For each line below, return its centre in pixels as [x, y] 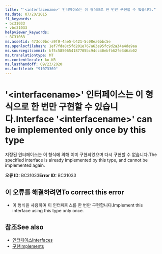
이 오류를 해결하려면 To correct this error [65, 192]
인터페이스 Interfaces [32, 240]
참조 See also [24, 227]
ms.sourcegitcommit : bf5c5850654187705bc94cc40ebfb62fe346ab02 [71, 51]
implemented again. [25, 165]
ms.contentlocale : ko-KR [30, 60]
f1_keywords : [18, 19]
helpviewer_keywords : [27, 32]
